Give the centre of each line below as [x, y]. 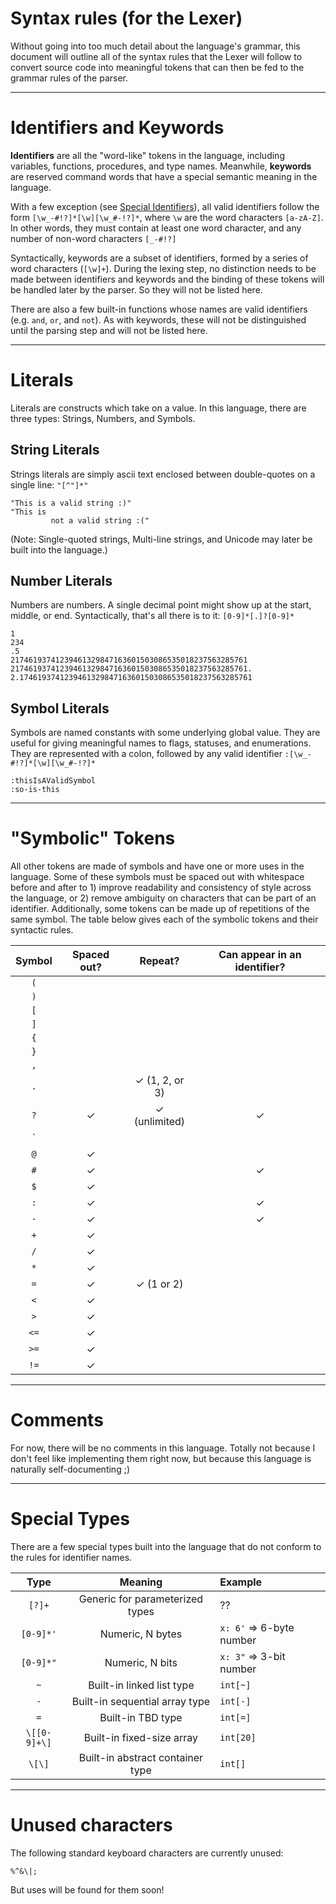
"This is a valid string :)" [71, 503]
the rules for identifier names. [71, 1558]
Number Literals [61, 581]
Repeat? [159, 961]
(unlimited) [159, 1122]
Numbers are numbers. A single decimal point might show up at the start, [161, 605]
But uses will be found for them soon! [87, 1890]
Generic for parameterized [141, 1599]
